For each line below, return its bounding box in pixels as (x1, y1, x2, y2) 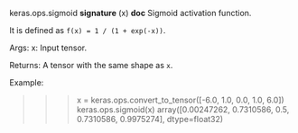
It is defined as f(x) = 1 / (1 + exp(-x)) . (9, 25, 166, 35)
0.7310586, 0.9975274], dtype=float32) (76, 114, 224, 124)
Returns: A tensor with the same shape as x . (9, 60, 173, 70)
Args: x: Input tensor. (9, 42, 88, 53)
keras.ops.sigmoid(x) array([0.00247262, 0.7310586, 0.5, (76, 104, 290, 115)
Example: (9, 77, 44, 88)
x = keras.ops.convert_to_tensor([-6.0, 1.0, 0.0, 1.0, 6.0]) (76, 94, 284, 105)
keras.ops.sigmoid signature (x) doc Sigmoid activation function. (9, 8, 252, 18)
